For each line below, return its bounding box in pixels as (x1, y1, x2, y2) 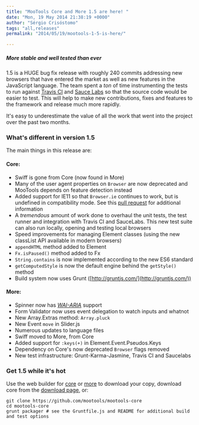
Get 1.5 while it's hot (6, 366, 67, 375)
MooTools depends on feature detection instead (14, 186, 132, 194)
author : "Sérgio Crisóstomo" (6, 20, 78, 26)
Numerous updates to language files (14, 326, 104, 334)
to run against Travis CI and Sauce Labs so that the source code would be (6, 88, 187, 96)
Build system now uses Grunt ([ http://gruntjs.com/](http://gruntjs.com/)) (14, 274, 191, 282)
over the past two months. (6, 119, 71, 126)
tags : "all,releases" (6, 25, 60, 31)
